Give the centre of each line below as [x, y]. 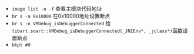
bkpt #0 [21, 45]
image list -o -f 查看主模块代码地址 [57, 9]
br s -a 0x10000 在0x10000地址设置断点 [61, 16]
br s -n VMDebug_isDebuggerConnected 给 [61, 23]
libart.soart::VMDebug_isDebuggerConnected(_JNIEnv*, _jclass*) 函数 [97, 31]
